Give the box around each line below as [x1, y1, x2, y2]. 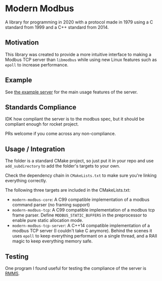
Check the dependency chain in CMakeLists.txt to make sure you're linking [5, 173, 157, 178]
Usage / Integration [5, 145, 65, 153]
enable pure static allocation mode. [12, 217, 83, 223]
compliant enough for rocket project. [5, 121, 79, 127]
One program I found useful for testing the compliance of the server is [5, 265, 147, 271]
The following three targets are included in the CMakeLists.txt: [5, 187, 131, 193]
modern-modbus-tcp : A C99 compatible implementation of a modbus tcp [12, 207, 155, 213]
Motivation [5, 39, 39, 47]
